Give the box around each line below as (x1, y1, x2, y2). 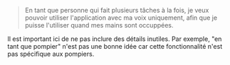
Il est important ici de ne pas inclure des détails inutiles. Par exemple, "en (7, 35, 222, 43)
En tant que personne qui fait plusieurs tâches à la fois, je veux (24, 6, 209, 14)
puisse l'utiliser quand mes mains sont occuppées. (24, 21, 174, 29)
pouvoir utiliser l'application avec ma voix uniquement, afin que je (24, 13, 218, 22)
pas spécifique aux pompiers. (7, 49, 95, 58)
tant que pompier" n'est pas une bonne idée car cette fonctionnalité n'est (7, 42, 223, 50)
